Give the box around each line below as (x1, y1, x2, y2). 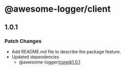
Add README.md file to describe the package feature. (11, 48, 121, 54)
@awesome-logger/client (4, 3, 111, 15)
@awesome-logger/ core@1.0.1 (19, 59, 81, 65)
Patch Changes (4, 38, 42, 45)
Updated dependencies (11, 54, 60, 60)
